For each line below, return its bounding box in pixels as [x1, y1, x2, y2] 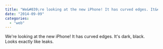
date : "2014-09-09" [5, 12, 45, 16]
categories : [5, 16, 29, 21]
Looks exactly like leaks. [5, 39, 54, 45]
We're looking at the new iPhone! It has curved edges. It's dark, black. [5, 34, 145, 39]
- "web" [9, 20, 25, 25]
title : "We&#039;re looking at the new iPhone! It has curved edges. [5, 7, 149, 12]
